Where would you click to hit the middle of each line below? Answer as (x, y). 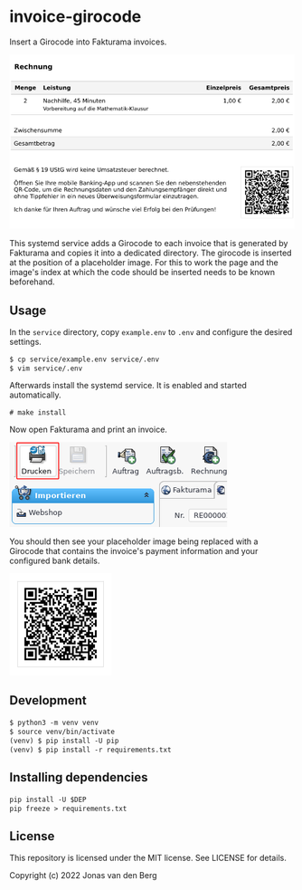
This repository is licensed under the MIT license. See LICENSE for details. (148, 858)
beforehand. (33, 282)
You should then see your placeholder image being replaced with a (134, 541)
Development (48, 700)
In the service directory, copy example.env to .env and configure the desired (151, 332)
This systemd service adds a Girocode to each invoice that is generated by (149, 244)
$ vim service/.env (46, 368)
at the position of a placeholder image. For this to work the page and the (144, 263)
